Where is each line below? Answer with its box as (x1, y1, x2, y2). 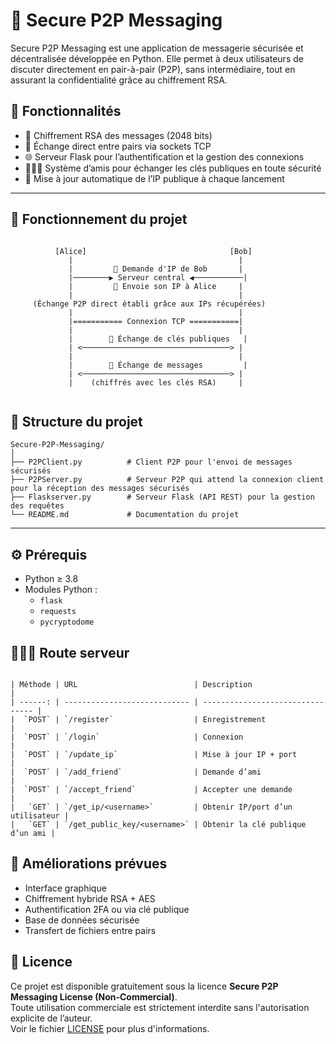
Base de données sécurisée (24, 914, 140, 926)
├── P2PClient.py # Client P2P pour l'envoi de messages (10, 457, 293, 468)
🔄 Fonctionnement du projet (10, 211, 188, 228)
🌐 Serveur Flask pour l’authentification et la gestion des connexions (24, 150, 305, 163)
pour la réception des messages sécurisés (10, 484, 190, 494)
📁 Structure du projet (10, 413, 143, 430)
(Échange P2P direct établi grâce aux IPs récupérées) (32, 299, 267, 309)
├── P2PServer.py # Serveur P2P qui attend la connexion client (10, 475, 325, 485)
